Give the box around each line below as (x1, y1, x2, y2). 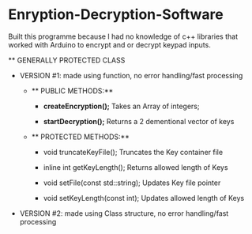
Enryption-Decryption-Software (8, 6, 224, 24)
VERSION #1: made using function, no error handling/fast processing (19, 70, 243, 80)
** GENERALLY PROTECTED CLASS (8, 55, 126, 65)
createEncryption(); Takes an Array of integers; (43, 101, 200, 111)
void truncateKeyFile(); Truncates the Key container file (43, 147, 224, 157)
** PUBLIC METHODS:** (31, 85, 114, 96)
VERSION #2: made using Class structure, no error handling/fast (19, 208, 229, 218)
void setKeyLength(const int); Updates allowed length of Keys (43, 193, 245, 202)
